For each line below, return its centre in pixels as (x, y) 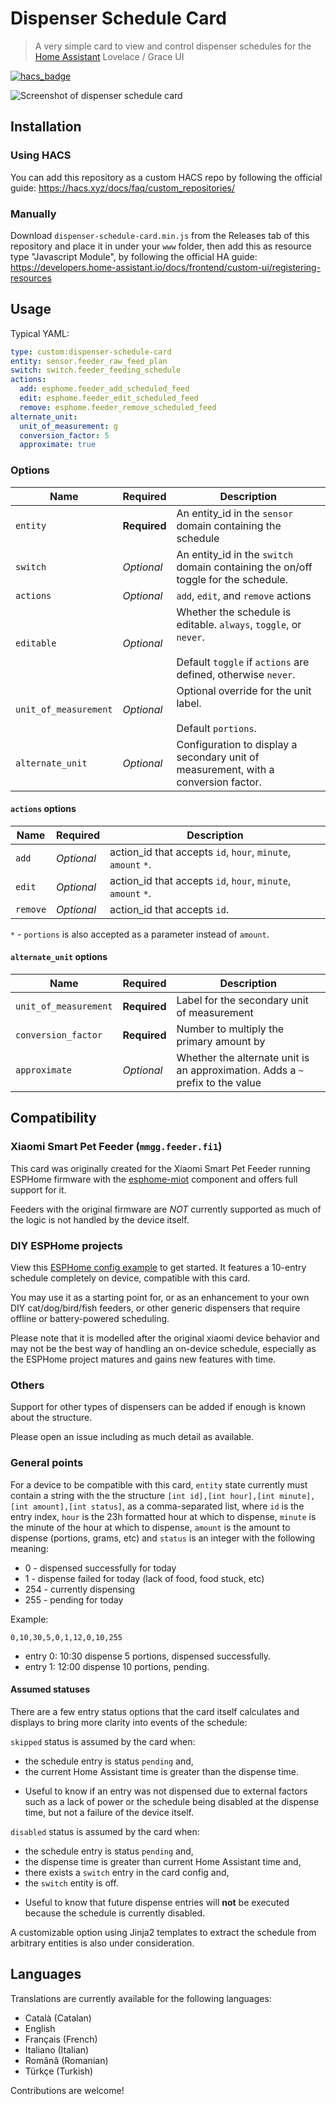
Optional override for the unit (244, 690)
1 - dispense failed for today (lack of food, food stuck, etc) (144, 1578)
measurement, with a (225, 769)
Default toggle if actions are (243, 662)
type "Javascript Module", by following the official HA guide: (134, 256)
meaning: (29, 1548)
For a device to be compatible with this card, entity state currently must (159, 1484)
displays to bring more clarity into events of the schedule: (129, 1722)
